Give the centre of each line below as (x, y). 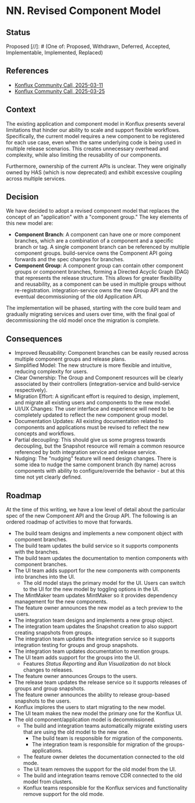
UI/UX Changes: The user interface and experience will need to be (94, 409)
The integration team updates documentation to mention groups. (92, 651)
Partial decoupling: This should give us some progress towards (90, 440)
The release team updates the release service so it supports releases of (101, 683)
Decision (22, 197)
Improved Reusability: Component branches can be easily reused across (102, 353)
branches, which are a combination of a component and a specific (94, 241)
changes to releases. (48, 670)
